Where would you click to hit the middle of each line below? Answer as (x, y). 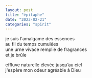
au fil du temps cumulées (32, 44)
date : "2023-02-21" (26, 19)
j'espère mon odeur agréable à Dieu (43, 70)
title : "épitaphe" (25, 15)
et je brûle (16, 55)
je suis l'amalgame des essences (40, 39)
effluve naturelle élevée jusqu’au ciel (44, 65)
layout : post (19, 10)
